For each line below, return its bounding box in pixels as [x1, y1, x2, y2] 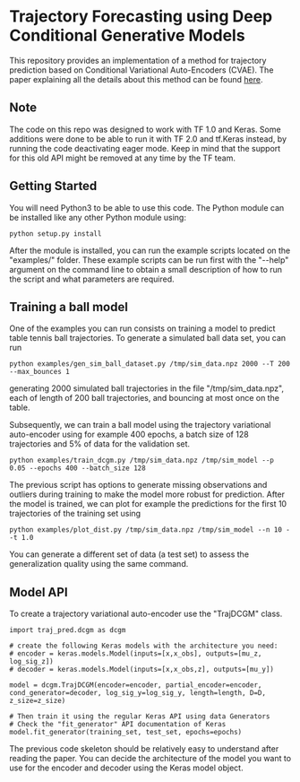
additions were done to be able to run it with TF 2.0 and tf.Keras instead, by [9, 133, 287, 144]
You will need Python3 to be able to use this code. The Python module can [9, 202, 285, 213]
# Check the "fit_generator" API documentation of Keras [9, 720, 227, 729]
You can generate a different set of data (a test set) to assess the [9, 549, 249, 560]
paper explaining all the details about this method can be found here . [9, 74, 263, 84]
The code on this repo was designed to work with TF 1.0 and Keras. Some [9, 124, 281, 135]
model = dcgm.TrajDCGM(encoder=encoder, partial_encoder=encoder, [9, 681, 262, 690]
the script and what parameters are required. [9, 274, 175, 284]
